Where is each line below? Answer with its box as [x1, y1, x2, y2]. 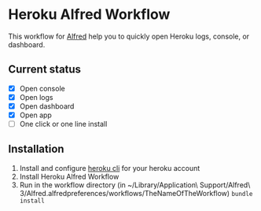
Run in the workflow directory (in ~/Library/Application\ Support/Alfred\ [19, 180, 251, 190]
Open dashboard [19, 101, 75, 111]
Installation [8, 143, 64, 156]
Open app [19, 110, 53, 120]
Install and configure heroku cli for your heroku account [19, 163, 200, 172]
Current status [8, 63, 81, 76]
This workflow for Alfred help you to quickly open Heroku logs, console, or [8, 31, 250, 41]
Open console [19, 83, 65, 93]
